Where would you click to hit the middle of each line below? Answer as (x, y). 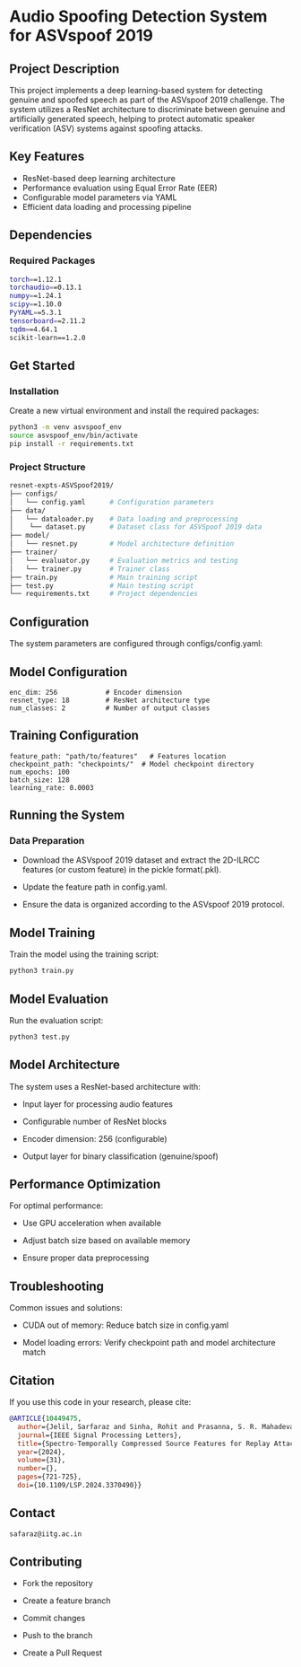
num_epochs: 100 (39, 772)
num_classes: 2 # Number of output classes (110, 708)
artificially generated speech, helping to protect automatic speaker (132, 119)
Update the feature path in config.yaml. (95, 887)
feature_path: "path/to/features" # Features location (118, 756)
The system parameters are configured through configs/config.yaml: (136, 644)
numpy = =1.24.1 (36, 296)
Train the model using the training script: (84, 954)
